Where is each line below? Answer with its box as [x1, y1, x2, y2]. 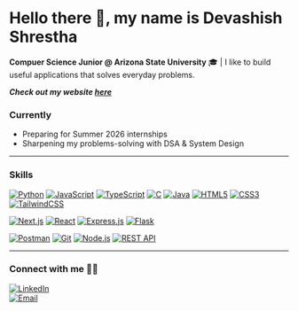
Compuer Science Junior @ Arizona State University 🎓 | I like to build [9, 57, 271, 67]
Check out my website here [9, 86, 113, 97]
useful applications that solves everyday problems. [9, 69, 195, 80]
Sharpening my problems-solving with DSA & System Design [21, 138, 245, 149]
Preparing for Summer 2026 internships [21, 128, 169, 140]
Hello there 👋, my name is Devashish [9, 8, 283, 28]
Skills [9, 168, 34, 181]
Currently [9, 108, 51, 121]
